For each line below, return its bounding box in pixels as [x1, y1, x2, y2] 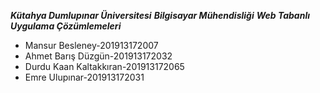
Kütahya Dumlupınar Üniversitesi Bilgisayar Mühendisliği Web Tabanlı [10, 10, 310, 21]
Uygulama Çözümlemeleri [10, 20, 122, 32]
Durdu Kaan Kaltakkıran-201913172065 [24, 61, 185, 72]
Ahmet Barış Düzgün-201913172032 [24, 50, 173, 62]
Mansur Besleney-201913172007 [24, 40, 159, 51]
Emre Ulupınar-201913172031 [24, 71, 145, 83]
